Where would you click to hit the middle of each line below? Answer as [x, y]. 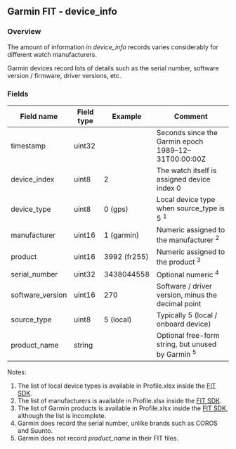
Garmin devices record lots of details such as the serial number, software [113, 68]
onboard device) [184, 324]
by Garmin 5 [176, 354]
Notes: [17, 372]
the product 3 [178, 261]
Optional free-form [188, 336]
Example [127, 116]
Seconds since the [187, 132]
